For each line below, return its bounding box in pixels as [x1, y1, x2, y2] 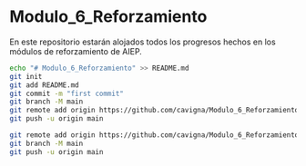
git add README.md [9, 80, 79, 90]
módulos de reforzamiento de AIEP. [9, 45, 143, 56]
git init [9, 72, 43, 81]
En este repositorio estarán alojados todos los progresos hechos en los [9, 36, 276, 47]
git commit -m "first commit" [9, 89, 125, 98]
